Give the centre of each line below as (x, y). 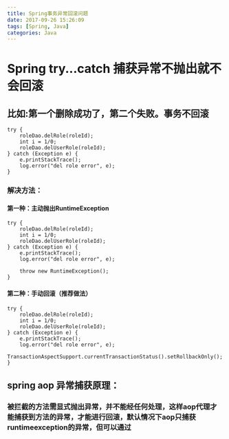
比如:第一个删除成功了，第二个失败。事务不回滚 (108, 113)
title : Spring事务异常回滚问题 (48, 13)
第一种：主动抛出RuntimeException (58, 208)
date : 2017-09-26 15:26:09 (46, 20)
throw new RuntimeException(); (64, 271)
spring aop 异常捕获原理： (63, 385)
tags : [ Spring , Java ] (38, 26)
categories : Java (32, 33)
